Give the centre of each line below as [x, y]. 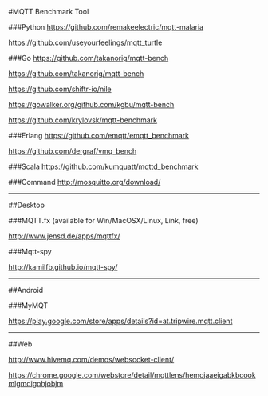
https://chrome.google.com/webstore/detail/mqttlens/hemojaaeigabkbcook [132, 375]
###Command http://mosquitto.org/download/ [85, 182]
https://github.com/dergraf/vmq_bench [73, 151]
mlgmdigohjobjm [36, 384]
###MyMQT [28, 306]
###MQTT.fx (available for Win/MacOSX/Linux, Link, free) [103, 220]
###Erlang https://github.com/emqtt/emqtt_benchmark [99, 136]
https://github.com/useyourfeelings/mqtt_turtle [85, 42]
